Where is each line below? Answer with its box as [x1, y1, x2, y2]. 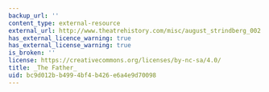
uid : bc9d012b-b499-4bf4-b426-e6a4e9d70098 [8, 71, 157, 79]
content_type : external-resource [8, 19, 121, 27]
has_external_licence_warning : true [8, 34, 131, 42]
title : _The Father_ [8, 64, 78, 72]
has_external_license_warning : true [8, 42, 131, 50]
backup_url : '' [8, 11, 60, 20]
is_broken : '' [8, 49, 56, 57]
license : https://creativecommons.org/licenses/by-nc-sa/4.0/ [8, 57, 221, 65]
